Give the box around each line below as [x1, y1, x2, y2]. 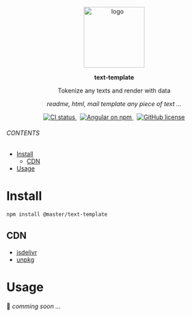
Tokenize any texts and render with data [57, 86, 171, 94]
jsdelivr [16, 248, 38, 256]
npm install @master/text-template [6, 211, 108, 218]
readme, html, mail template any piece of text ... [46, 100, 182, 107]
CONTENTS [6, 129, 40, 137]
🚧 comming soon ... [6, 302, 61, 310]
